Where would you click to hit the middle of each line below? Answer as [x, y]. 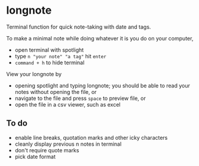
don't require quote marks [47, 150]
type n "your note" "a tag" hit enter [60, 56]
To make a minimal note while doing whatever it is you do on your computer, [100, 38]
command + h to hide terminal [50, 62]
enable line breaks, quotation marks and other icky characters [91, 137]
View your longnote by [34, 74]
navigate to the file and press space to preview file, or [80, 98]
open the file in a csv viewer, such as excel [68, 104]
